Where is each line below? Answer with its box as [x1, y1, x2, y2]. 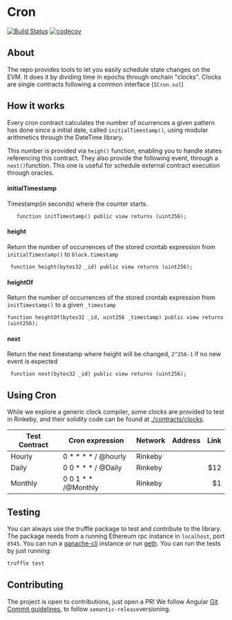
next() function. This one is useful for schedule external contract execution [7, 161, 220, 169]
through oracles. [7, 168, 54, 177]
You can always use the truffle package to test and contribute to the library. [7, 525, 222, 532]
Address [172, 436, 201, 445]
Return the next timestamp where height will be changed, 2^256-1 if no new [7, 350, 222, 358]
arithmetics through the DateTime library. [7, 133, 124, 142]
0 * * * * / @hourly [63, 452, 126, 461]
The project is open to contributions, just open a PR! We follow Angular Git [7, 597, 219, 606]
